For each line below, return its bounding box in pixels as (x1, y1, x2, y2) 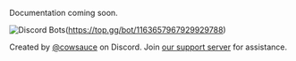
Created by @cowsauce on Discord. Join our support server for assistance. (9, 42, 288, 52)
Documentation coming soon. (9, 8, 118, 18)
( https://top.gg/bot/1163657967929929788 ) (65, 25, 226, 34)
